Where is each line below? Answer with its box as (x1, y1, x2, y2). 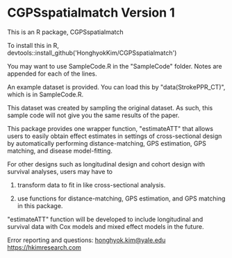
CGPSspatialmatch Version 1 (7, 5, 175, 21)
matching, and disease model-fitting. (7, 146, 113, 155)
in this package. (17, 201, 63, 209)
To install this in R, (7, 41, 59, 49)
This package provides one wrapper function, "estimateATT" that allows (7, 124, 214, 132)
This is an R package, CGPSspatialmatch (7, 28, 124, 36)
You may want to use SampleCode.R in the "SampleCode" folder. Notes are (7, 62, 222, 70)
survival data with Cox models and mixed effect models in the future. (7, 222, 204, 230)
